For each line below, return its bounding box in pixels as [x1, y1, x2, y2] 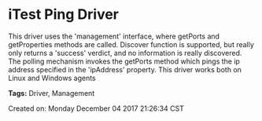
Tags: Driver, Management [8, 88, 95, 97]
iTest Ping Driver [8, 5, 120, 24]
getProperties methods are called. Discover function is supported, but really [8, 39, 254, 49]
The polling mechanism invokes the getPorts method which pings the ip [8, 57, 240, 66]
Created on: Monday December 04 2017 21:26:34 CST [8, 104, 185, 113]
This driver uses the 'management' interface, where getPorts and [8, 31, 220, 41]
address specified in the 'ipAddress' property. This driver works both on [8, 64, 242, 74]
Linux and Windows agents [8, 73, 96, 82]
